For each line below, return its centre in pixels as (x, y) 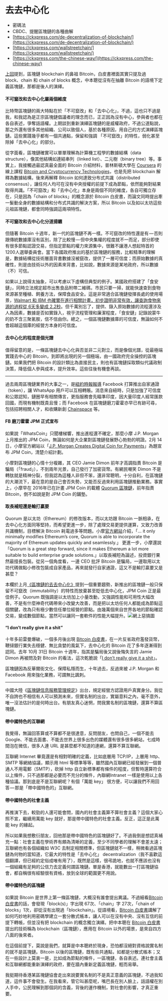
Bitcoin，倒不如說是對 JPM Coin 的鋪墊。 (47, 494)
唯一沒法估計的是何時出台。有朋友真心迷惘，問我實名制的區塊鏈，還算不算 (82, 703)
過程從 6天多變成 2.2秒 (37, 307)
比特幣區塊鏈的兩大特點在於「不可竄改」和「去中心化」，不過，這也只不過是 (83, 111)
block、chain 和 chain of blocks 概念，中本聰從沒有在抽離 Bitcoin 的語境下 (82, 80)
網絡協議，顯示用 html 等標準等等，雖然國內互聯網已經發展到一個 (90, 763)
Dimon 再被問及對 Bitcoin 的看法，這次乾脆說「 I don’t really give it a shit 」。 (82, 658)
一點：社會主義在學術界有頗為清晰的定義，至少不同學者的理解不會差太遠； (86, 841)
